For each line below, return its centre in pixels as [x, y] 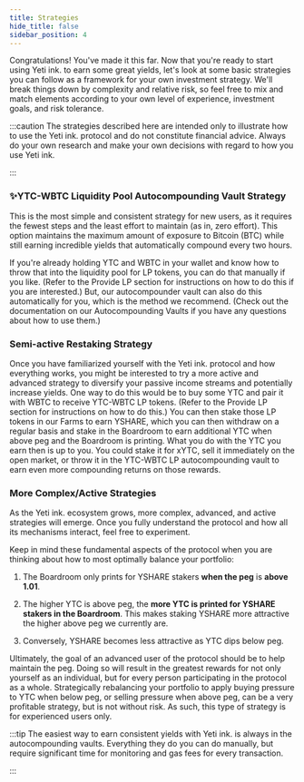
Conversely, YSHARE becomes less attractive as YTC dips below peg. [153, 641]
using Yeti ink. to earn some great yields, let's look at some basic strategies [151, 70]
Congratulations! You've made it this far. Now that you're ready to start [142, 61]
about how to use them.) [55, 320]
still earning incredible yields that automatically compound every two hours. [151, 245]
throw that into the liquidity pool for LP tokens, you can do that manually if [147, 272]
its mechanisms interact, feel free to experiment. [100, 533]
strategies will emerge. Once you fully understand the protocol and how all [149, 523]
